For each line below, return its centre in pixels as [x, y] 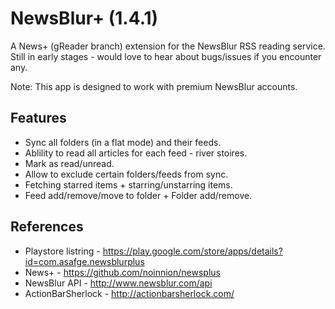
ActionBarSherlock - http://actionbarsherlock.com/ [129, 293]
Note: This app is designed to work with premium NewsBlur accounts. [154, 86]
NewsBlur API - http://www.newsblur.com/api [118, 283]
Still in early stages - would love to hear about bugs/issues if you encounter [166, 56]
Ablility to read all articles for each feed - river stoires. [136, 153]
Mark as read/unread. [69, 163]
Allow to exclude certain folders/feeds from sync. [126, 174]
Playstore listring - [62, 251]
